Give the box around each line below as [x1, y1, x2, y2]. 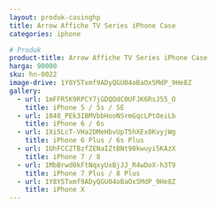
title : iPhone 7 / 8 [25, 152, 101, 161]
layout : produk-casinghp [9, 12, 101, 22]
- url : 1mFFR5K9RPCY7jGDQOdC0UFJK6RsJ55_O [17, 95, 176, 104]
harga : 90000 [9, 62, 58, 71]
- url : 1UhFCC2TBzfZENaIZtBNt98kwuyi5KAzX [17, 144, 176, 153]
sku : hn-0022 [9, 70, 58, 80]
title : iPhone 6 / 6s [25, 119, 104, 128]
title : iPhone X [25, 185, 86, 195]
